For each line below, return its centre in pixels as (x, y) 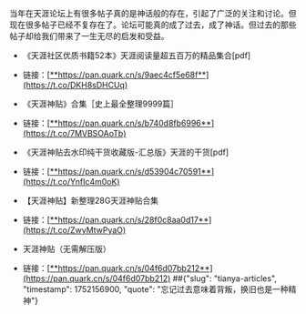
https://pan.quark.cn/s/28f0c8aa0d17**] (135, 220)
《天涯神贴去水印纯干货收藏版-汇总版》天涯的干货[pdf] (126, 152)
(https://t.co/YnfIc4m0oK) (71, 182)
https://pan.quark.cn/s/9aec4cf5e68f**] (133, 75)
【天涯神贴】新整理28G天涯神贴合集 (91, 200)
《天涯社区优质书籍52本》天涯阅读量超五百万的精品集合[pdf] (137, 56)
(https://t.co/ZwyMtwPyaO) (74, 230)
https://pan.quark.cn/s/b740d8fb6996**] (136, 123)
